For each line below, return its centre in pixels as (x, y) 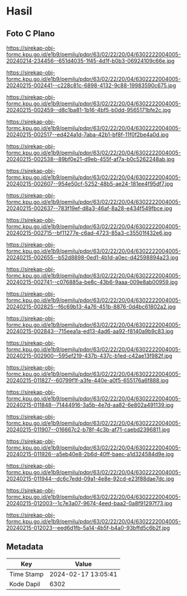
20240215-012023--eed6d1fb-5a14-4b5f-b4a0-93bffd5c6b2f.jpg (88, 528)
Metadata (25, 547)
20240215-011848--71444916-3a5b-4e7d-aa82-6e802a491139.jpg (90, 405)
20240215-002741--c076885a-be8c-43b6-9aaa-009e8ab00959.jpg (92, 282)
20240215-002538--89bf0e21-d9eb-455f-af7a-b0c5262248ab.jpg (90, 159)
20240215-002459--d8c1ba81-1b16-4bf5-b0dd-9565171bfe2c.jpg (89, 110)
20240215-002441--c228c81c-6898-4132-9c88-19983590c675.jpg (91, 85)
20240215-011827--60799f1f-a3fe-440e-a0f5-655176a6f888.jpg (87, 380)
